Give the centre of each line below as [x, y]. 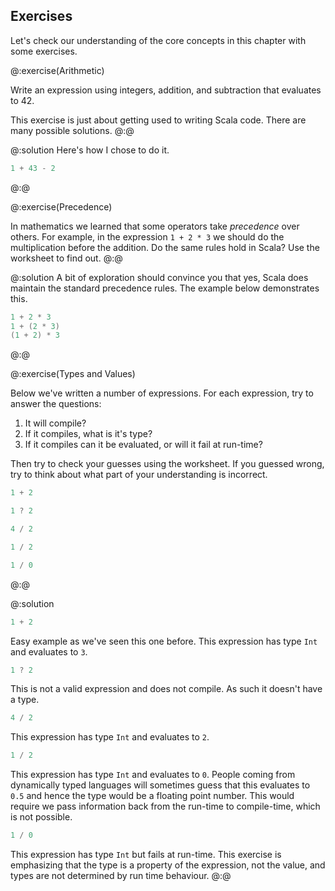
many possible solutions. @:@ [72, 130]
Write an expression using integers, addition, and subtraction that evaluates [166, 90]
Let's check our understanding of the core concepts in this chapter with [158, 40]
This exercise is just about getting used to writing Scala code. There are [158, 120]
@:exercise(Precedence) [61, 206]
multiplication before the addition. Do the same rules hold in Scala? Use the [165, 247]
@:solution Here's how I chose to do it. [90, 150]
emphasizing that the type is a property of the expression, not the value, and [168, 865]
